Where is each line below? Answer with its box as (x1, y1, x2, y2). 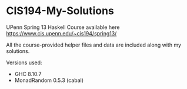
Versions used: (6, 59, 42, 66)
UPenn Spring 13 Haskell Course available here (6, 24, 120, 31)
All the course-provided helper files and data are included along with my (6, 41, 181, 48)
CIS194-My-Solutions (6, 4, 115, 18)
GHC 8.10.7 (14, 70, 42, 77)
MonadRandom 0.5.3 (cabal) (14, 77, 84, 84)
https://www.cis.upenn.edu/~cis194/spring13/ (6, 29, 117, 37)
